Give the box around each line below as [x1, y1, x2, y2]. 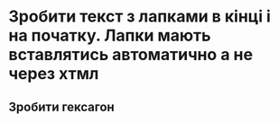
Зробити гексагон [8, 99, 115, 114]
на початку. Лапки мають [8, 25, 211, 46]
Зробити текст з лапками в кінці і [8, 6, 272, 27]
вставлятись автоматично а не [8, 45, 254, 65]
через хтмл [8, 64, 99, 84]
